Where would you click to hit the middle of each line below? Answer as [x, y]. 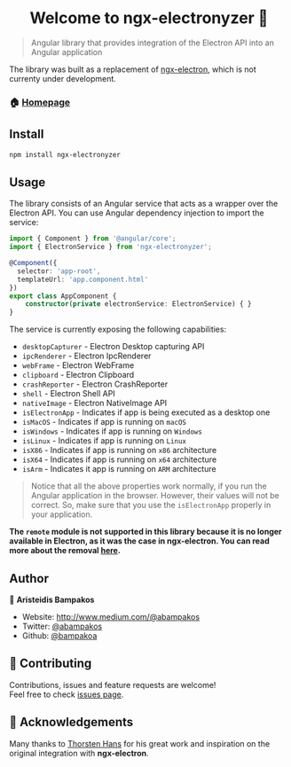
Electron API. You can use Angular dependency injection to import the [137, 213]
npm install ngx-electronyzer [65, 154]
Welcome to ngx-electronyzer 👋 [149, 18]
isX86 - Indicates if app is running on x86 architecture [119, 450]
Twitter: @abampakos [62, 626]
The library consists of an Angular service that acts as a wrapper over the [144, 204]
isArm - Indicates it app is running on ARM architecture [119, 469]
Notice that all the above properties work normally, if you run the [149, 486]
